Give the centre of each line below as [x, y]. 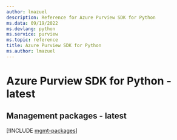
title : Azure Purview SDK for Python [54, 46]
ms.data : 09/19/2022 [32, 23]
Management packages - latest [67, 116]
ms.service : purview [32, 34]
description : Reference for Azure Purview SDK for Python [81, 17]
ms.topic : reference [32, 40]
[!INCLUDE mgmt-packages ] [42, 130]
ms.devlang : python [31, 29]
